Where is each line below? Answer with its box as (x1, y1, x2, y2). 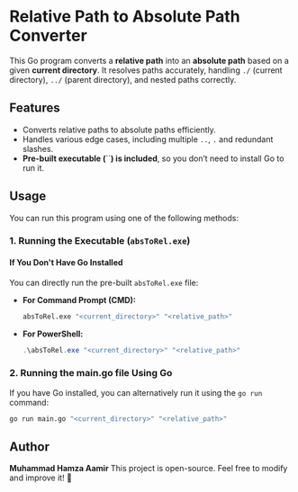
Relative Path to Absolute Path (9, 6, 240, 27)
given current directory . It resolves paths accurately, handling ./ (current (9, 65, 283, 76)
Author (9, 439, 50, 454)
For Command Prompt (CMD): (22, 294, 137, 305)
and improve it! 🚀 (9, 472, 72, 483)
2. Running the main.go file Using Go (9, 367, 173, 380)
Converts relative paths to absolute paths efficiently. (22, 124, 216, 135)
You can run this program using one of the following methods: (9, 212, 239, 223)
